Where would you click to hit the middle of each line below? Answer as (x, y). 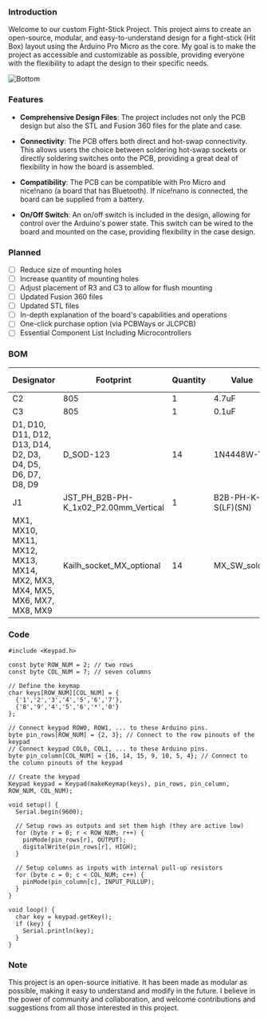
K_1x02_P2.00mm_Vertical (114, 507)
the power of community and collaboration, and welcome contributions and (132, 999)
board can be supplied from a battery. (82, 199)
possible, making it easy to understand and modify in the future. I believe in (132, 991)
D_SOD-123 (86, 454)
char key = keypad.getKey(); (64, 917)
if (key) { (33, 924)
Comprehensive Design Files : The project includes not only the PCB (132, 117)
